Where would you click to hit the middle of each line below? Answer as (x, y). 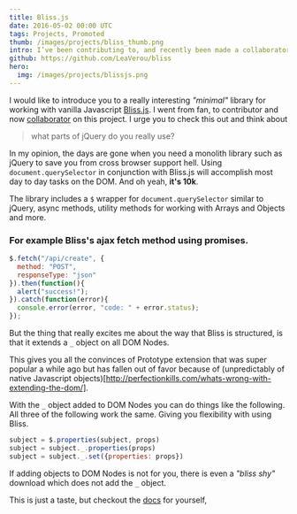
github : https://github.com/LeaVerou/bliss (91, 58)
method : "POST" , (47, 266)
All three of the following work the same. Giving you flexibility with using (141, 414)
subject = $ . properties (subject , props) (85, 440)
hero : (19, 67)
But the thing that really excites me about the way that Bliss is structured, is (146, 334)
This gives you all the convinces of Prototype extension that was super (138, 360)
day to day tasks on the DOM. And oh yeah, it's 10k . (104, 181)
